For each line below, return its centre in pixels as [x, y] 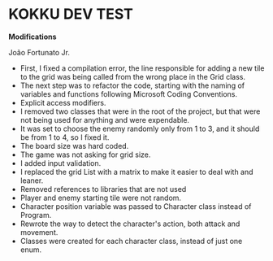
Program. [36, 215]
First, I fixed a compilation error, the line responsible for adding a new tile [142, 68]
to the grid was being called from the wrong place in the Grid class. [133, 76]
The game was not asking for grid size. [85, 154]
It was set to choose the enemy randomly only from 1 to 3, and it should [140, 128]
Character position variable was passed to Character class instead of [136, 206]
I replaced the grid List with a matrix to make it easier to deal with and [136, 172]
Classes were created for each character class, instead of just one [131, 241]
